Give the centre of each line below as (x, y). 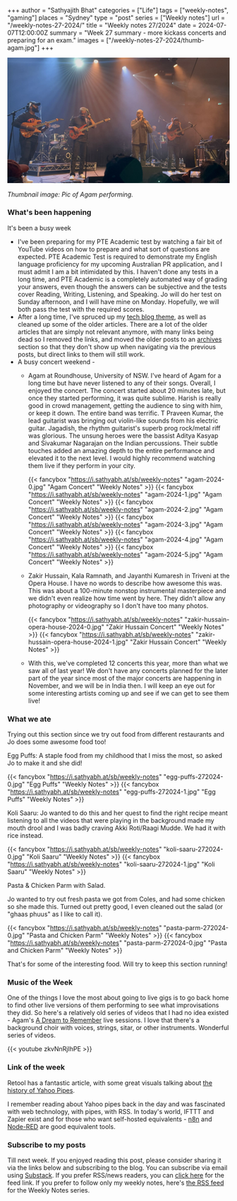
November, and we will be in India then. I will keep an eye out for (121, 686)
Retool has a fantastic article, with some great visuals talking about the (110, 1083)
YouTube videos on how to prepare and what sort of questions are (114, 249)
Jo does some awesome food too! (57, 742)
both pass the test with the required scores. (81, 309)
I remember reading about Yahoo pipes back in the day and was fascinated (116, 1104)
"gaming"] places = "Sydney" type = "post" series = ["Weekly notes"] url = (116, 18)
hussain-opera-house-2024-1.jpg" (78, 642)
